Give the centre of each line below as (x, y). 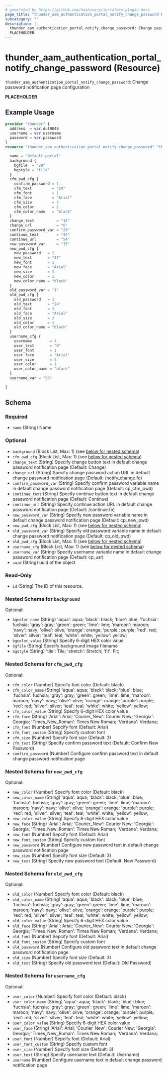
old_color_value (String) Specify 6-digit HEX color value (70, 921)
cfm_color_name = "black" (43, 212)
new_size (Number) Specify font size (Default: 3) (62, 855)
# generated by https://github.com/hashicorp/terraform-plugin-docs (78, 10)
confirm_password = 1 (36, 184)
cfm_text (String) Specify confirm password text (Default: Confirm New (85, 743)
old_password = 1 (34, 300)
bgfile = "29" (30, 165)
